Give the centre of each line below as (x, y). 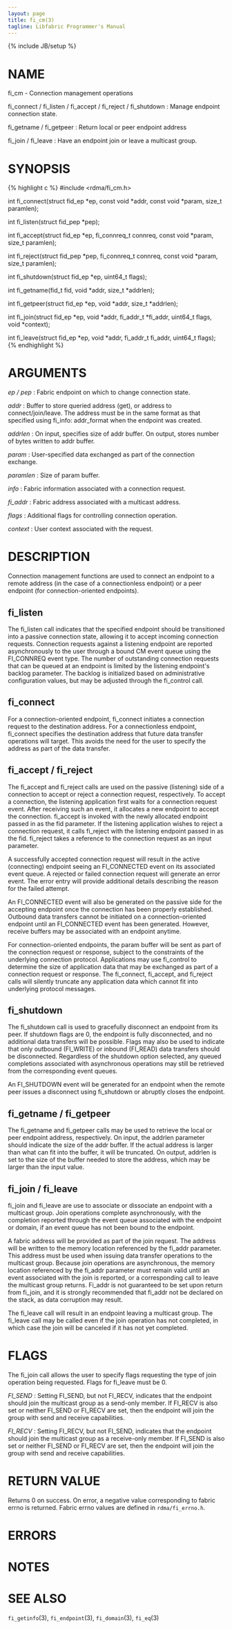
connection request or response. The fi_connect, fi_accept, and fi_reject (110, 974)
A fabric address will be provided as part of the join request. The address (112, 1241)
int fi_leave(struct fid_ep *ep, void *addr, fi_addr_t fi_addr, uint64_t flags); (112, 338)
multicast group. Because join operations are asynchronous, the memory (112, 1263)
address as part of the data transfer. (59, 748)
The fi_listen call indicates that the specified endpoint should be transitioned (116, 629)
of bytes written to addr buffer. (51, 441)
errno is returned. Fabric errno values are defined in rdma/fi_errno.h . (107, 1507)
